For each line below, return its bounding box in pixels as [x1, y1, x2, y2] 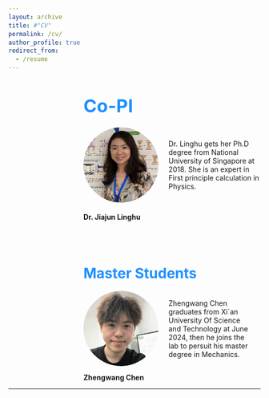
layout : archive [8, 13, 62, 21]
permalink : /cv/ [8, 30, 62, 38]
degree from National [168, 147, 239, 156]
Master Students [83, 264, 198, 282]
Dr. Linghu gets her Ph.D [168, 139, 250, 148]
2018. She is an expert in [168, 164, 250, 174]
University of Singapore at [168, 156, 255, 165]
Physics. [168, 181, 197, 191]
